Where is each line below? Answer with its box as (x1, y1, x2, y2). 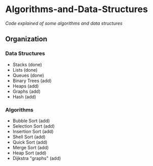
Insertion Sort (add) (12, 128, 54, 134)
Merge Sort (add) (12, 144, 49, 150)
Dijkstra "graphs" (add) (12, 155, 61, 161)
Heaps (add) (12, 83, 39, 89)
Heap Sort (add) (12, 150, 47, 156)
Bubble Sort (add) (12, 118, 50, 124)
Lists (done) (12, 67, 38, 73)
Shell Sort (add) (12, 134, 46, 140)
